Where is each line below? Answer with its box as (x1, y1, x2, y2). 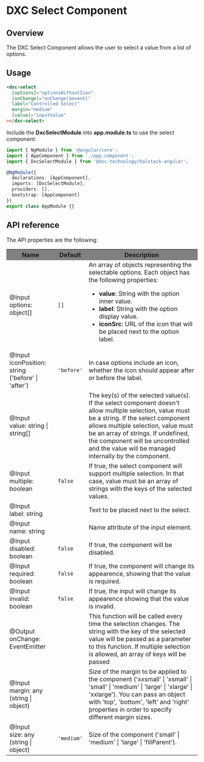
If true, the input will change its (88, 587, 177, 595)
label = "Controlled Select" (12, 101, 80, 107)
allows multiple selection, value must (88, 421, 193, 430)
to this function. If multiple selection (88, 642, 191, 650)
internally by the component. (88, 452, 171, 460)
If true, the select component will (88, 461, 182, 470)
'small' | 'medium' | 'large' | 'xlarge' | (88, 682, 193, 691)
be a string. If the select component (88, 413, 190, 422)
